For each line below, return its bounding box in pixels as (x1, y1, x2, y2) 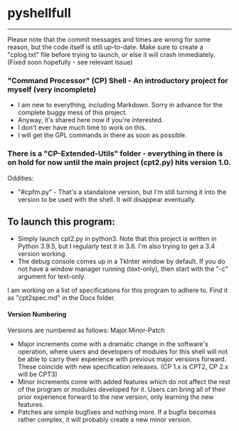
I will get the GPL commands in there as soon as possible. (17, 131, 187, 139)
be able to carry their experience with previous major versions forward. (17, 354, 226, 363)
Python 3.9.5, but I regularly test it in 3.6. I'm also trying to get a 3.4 (17, 242, 216, 250)
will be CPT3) (17, 370, 58, 378)
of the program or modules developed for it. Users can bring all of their (17, 385, 226, 393)
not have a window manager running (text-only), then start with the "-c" (17, 265, 229, 273)
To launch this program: (7, 215, 115, 228)
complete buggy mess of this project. (17, 108, 128, 117)
